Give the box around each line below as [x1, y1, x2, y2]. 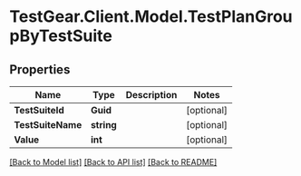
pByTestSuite [9, 25, 113, 46]
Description [125, 89, 178, 101]
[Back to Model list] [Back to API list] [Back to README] [9, 157, 218, 167]
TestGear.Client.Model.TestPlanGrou [9, 6, 293, 27]
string [90, 119, 118, 131]
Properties [9, 62, 71, 77]
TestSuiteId [14, 104, 65, 116]
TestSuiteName [14, 119, 83, 131]
